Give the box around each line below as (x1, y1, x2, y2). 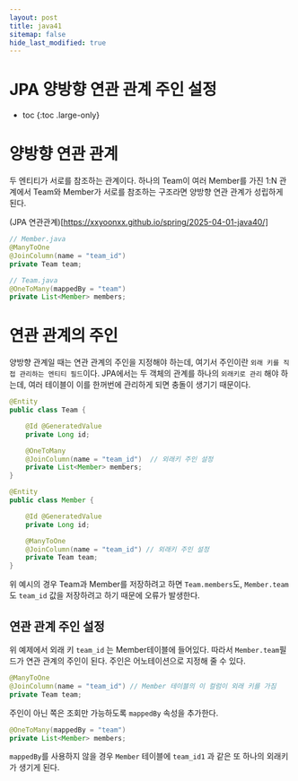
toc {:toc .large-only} (22, 109, 101, 121)
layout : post (9, 13, 58, 22)
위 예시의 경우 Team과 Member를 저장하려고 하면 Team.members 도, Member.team (9, 579, 289, 590)
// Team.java (9, 275, 58, 285)
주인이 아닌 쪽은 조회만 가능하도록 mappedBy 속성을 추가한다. (9, 707, 219, 718)
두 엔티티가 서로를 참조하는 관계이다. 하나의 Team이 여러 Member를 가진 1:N (9, 176, 278, 187)
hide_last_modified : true (9, 38, 106, 48)
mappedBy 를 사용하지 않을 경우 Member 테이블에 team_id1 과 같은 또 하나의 (9, 751, 265, 762)
